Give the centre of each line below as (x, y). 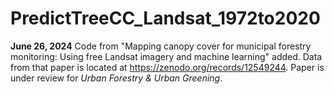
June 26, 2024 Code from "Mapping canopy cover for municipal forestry (161, 46)
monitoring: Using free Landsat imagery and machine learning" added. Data (166, 56)
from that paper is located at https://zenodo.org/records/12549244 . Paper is (167, 67)
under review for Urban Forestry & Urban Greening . (116, 78)
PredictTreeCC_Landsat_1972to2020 (165, 18)
